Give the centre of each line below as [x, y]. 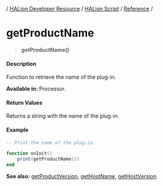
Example [18, 130]
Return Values [24, 103]
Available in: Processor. [36, 89]
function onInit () [29, 153]
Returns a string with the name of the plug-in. [63, 116]
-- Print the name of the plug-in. [51, 143]
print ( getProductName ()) [48, 159]
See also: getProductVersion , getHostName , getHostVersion [81, 176]
